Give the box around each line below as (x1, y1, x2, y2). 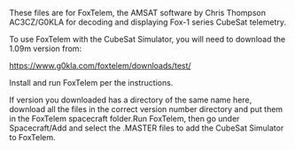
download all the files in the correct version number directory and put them (9, 104, 283, 114)
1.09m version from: (9, 43, 82, 54)
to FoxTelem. (9, 132, 56, 142)
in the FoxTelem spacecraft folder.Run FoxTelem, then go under (9, 114, 240, 124)
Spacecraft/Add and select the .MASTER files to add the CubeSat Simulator (9, 123, 284, 133)
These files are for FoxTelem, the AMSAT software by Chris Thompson (9, 8, 266, 18)
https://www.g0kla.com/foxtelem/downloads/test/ (9, 61, 192, 71)
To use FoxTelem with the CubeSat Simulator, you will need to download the (9, 34, 286, 44)
